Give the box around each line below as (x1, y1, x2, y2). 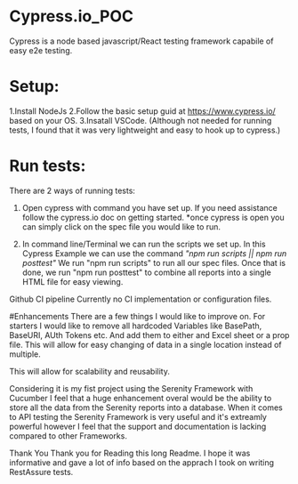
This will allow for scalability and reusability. (9, 366, 171, 376)
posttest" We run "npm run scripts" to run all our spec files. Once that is (21, 257, 286, 268)
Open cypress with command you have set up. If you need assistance (21, 202, 278, 213)
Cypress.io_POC (9, 6, 133, 27)
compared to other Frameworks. (9, 430, 127, 441)
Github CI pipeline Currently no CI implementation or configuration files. (9, 294, 272, 304)
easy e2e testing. (9, 44, 73, 55)
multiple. (9, 349, 42, 359)
